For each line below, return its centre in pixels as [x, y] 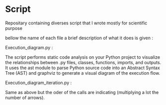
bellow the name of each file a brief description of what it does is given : [79, 38]
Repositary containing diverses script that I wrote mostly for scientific [76, 23]
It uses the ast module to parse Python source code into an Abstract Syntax [83, 68]
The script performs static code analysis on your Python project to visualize [83, 57]
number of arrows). [25, 98]
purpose [14, 28]
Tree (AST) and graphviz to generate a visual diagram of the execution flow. [83, 73]
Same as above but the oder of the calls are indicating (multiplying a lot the [82, 92]
